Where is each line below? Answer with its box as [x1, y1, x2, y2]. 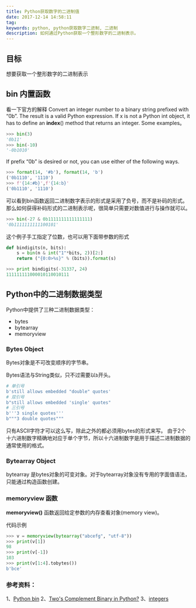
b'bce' [6, 566, 22, 572]
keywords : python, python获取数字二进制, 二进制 [6, 25, 118, 31]
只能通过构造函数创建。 [6, 478, 63, 485]
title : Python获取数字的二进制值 [6, 8, 80, 15]
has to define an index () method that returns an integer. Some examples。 [6, 119, 185, 126]
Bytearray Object [6, 457, 56, 465]
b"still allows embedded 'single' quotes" [6, 400, 111, 406]
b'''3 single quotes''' [6, 410, 64, 417]
